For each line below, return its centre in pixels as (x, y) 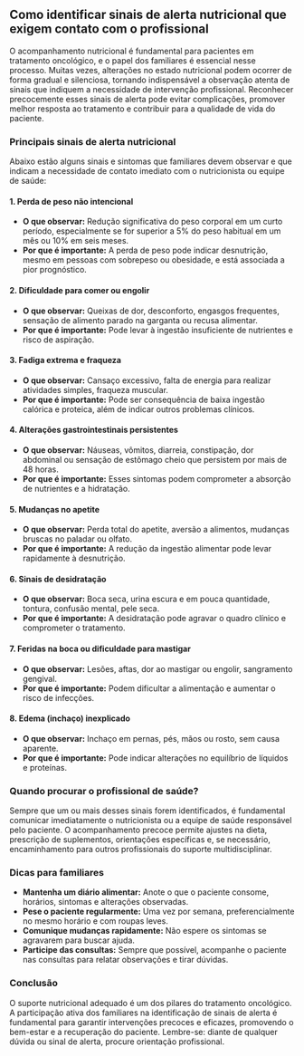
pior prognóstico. (55, 270)
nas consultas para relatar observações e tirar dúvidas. (125, 960)
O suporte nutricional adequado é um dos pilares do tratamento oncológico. (151, 1003)
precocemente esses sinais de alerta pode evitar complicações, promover (147, 99)
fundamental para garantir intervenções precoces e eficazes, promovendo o (152, 1022)
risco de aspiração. (58, 340)
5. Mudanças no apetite (55, 509)
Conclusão (34, 984)
